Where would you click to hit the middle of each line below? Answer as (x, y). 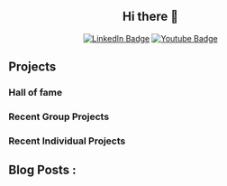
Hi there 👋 (150, 17)
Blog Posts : (43, 170)
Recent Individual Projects (67, 141)
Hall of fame (36, 93)
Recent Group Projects (59, 116)
